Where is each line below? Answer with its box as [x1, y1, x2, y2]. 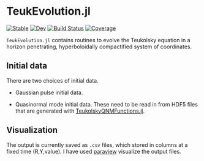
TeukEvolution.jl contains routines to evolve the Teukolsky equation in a [6, 36, 191, 43]
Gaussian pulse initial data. [15, 89, 83, 96]
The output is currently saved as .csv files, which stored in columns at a [6, 141, 188, 148]
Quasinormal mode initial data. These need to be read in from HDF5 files [15, 100, 198, 108]
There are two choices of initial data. [6, 77, 99, 84]
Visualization [6, 125, 58, 135]
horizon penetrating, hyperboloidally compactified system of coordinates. [6, 43, 192, 50]
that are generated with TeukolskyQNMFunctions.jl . [15, 107, 145, 114]
